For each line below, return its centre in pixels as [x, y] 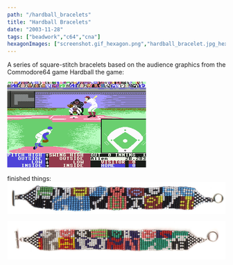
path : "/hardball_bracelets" [49, 15]
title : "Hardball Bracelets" [49, 22]
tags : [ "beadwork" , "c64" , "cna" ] [54, 37]
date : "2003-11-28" [35, 29]
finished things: [29, 179]
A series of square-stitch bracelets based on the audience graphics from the [116, 65]
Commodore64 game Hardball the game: [66, 72]
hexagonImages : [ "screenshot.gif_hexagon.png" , [77, 44]
